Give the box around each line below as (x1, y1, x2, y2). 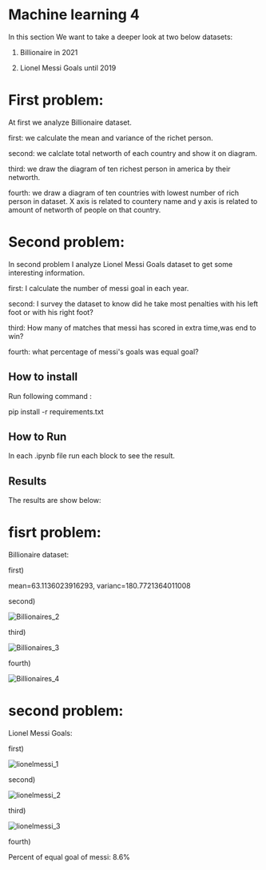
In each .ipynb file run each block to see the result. (8, 451, 176, 461)
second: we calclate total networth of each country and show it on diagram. (8, 148, 257, 158)
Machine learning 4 (8, 6, 140, 24)
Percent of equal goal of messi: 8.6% (8, 852, 130, 862)
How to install (8, 370, 78, 384)
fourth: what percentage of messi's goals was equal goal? (8, 346, 199, 357)
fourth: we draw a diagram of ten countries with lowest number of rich (8, 188, 240, 198)
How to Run (8, 430, 67, 444)
